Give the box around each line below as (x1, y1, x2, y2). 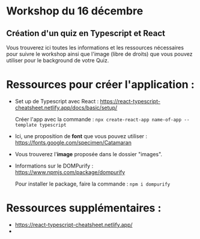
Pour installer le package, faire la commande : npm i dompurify (14, 180, 171, 187)
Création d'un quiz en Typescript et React (6, 28, 165, 38)
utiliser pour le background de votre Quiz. (6, 57, 109, 64)
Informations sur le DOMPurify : (14, 162, 94, 169)
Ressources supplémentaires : (6, 201, 162, 215)
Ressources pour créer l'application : (6, 78, 195, 91)
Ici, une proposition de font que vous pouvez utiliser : (14, 132, 148, 139)
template (14, 122, 37, 128)
